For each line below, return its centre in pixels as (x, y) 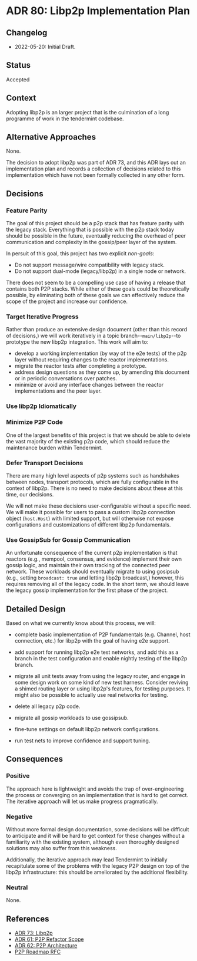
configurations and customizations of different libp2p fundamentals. (89, 524)
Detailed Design (36, 609)
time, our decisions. (30, 494)
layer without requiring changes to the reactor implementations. (92, 360)
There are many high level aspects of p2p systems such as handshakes (93, 475)
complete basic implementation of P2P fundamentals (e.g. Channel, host (102, 634)
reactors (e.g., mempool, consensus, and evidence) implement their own (94, 559)
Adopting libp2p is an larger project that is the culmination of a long (88, 112)
